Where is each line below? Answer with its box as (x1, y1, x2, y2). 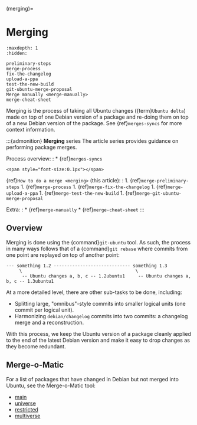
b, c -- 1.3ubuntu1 (6, 278, 54, 284)
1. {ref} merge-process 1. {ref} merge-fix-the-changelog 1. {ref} (20, 183, 168, 190)
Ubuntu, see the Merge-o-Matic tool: (6, 382, 96, 389)
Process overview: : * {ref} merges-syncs (6, 155, 103, 162)
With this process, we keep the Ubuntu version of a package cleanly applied (6, 330, 192, 337)
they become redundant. (6, 342, 66, 350)
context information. (6, 126, 55, 133)
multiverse (14, 412, 41, 419)
